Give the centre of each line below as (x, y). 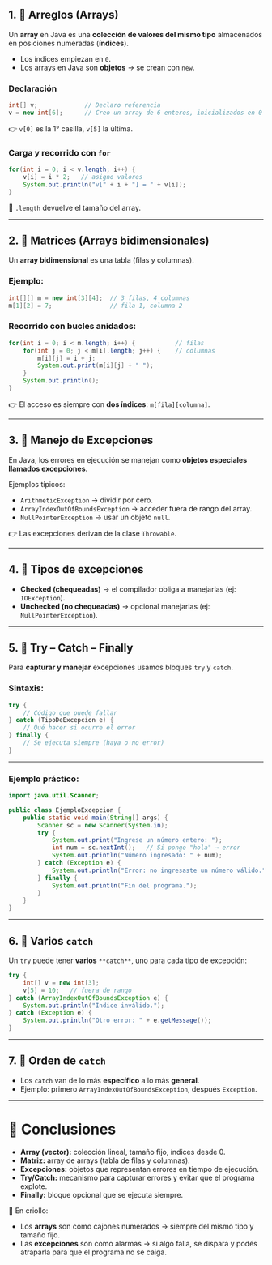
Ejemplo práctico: (44, 779)
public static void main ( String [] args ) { (96, 818)
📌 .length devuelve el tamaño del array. (75, 207)
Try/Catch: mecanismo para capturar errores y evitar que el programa (137, 1177)
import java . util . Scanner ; (54, 796)
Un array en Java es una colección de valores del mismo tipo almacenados (136, 34)
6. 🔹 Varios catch (51, 941)
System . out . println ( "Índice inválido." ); (93, 1006)
